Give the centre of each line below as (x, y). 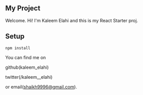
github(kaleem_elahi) (27, 67)
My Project (23, 8)
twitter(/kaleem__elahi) (29, 77)
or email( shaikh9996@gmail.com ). (41, 87)
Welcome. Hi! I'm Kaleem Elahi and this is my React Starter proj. (72, 20)
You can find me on (26, 57)
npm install (18, 48)
